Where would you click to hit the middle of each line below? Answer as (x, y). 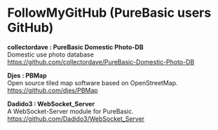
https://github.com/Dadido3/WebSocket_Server (76, 118)
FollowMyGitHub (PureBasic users (109, 13)
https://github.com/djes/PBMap (53, 90)
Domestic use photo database (51, 55)
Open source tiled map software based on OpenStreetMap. (93, 82)
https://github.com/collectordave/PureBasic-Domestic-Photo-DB (101, 62)
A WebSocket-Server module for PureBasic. (71, 111)
